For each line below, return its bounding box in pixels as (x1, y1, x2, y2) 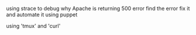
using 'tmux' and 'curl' (6, 23, 61, 29)
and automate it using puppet (6, 11, 78, 18)
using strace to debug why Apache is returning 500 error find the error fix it (6, 5, 190, 12)
